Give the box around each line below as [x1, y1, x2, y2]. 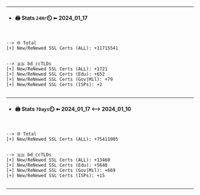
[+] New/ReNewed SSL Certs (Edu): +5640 [6, 162, 108, 168]
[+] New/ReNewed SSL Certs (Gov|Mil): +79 [6, 77, 113, 83]
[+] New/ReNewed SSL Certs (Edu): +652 [6, 71, 105, 77]
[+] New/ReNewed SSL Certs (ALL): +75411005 [6, 136, 118, 143]
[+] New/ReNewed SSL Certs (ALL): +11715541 [6, 45, 118, 51]
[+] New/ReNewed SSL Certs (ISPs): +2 [6, 81, 102, 88]
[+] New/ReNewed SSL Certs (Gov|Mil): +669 [6, 168, 116, 174]
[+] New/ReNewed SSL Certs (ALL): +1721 [6, 66, 108, 72]
